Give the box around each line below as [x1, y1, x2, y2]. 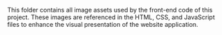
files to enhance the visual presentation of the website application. [7, 21, 199, 28]
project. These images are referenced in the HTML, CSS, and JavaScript [7, 13, 215, 21]
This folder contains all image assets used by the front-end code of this [7, 6, 213, 14]
